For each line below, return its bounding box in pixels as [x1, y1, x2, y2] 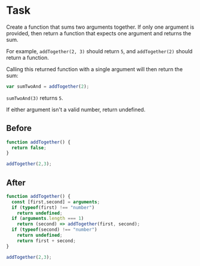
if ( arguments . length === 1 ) [11, 216, 84, 222]
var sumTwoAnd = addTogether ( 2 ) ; [6, 83, 90, 90]
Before [6, 123, 32, 133]
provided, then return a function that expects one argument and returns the [6, 29, 192, 36]
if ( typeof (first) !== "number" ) [11, 204, 95, 210]
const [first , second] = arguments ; [11, 198, 100, 205]
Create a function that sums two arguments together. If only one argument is [6, 23, 195, 30]
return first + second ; [17, 237, 76, 244]
